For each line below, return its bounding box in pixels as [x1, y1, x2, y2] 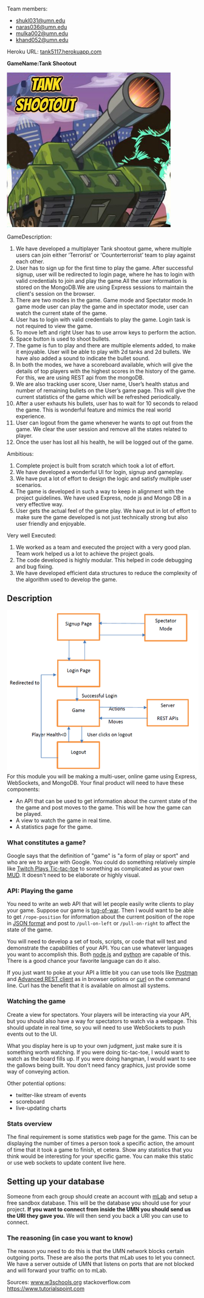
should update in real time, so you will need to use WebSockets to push [7, 1024, 186, 1031]
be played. [15, 810, 42, 817]
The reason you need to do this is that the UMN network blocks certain [7, 1248, 185, 1255]
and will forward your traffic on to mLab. [7, 1267, 107, 1274]
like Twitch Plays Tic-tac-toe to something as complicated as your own [7, 865, 185, 872]
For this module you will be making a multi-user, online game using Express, [7, 772, 197, 780]
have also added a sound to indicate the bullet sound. [15, 355, 150, 362]
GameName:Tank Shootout [7, 60, 76, 67]
